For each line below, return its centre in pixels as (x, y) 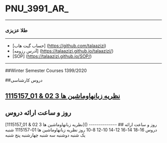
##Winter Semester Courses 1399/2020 (46, 71)
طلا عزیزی (16, 30)
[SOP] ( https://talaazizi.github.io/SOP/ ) (52, 56)
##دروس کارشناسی (24, 80)
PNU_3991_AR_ (37, 9)
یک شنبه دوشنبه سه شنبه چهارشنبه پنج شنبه (45, 135)
